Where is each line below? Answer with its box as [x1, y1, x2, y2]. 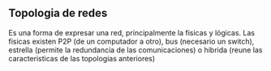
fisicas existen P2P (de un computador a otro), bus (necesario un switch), [8, 36, 255, 46]
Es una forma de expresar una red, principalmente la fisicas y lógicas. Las [8, 27, 256, 37]
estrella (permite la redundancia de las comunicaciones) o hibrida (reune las [8, 44, 263, 55]
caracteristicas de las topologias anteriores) [8, 53, 156, 63]
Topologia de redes [8, 6, 108, 20]
